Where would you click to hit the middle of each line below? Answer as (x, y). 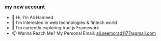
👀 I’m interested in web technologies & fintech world (64, 22)
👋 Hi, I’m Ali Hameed (32, 18)
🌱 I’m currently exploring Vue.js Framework (55, 28)
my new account (25, 7)
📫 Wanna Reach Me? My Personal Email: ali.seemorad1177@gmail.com (84, 33)
